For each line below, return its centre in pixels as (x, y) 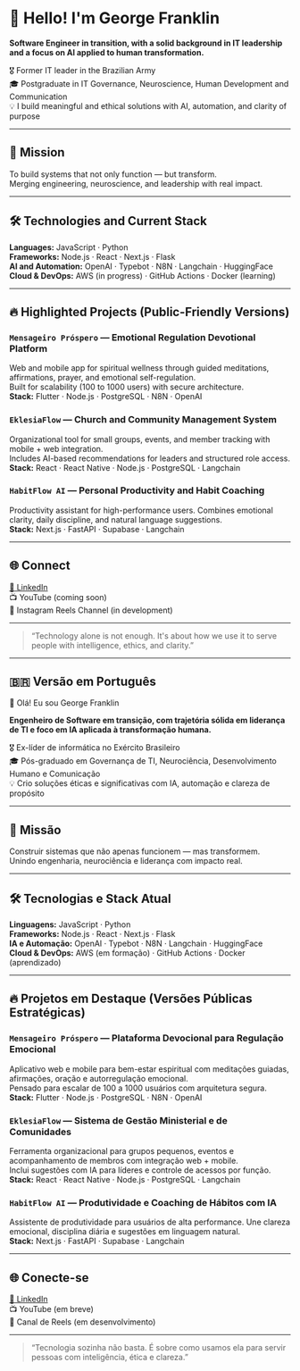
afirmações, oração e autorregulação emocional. (99, 1078)
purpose (25, 116)
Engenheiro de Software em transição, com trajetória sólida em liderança (147, 720)
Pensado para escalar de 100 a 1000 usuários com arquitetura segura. (138, 1088)
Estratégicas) (48, 1013)
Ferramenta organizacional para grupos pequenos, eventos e (122, 1151)
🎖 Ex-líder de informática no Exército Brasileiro (95, 748)
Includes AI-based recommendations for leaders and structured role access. (150, 458)
